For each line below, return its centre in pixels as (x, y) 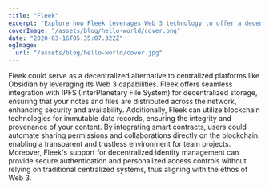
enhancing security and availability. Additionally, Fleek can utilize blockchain (134, 110)
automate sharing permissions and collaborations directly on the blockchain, (134, 135)
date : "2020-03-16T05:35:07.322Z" (66, 38)
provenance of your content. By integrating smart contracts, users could (127, 127)
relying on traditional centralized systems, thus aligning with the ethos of (128, 169)
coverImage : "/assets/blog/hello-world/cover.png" (94, 30)
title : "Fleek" (34, 16)
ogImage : (23, 46)
